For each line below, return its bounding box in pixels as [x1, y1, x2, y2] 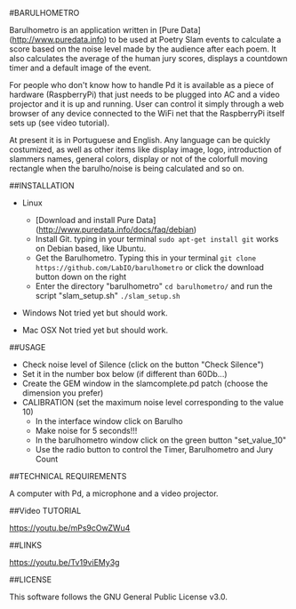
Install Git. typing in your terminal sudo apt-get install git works [35, 234, 279, 244]
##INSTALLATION [9, 180, 75, 190]
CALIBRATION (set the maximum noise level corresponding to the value [21, 397, 284, 407]
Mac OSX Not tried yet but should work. [21, 325, 169, 335]
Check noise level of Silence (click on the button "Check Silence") [21, 359, 264, 370]
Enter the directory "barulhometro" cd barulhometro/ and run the [35, 281, 273, 292]
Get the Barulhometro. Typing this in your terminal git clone [35, 252, 256, 263]
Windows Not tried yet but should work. [21, 308, 168, 318]
